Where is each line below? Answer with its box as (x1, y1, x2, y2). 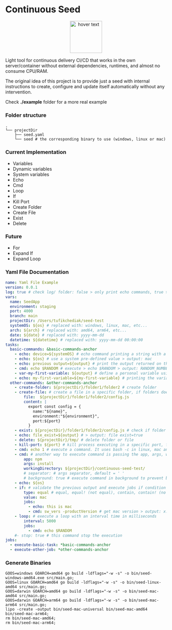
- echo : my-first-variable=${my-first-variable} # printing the (14, 376, 155, 381)
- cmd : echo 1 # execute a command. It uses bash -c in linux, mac (14, 447, 161, 452)
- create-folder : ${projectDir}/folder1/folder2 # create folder (14, 385, 157, 390)
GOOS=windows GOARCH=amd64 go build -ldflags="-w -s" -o (5, 571, 130, 576)
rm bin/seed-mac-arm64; (5, 620, 56, 625)
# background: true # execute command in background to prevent (24, 476, 164, 481)
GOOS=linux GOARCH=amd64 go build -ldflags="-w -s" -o (5, 580, 125, 585)
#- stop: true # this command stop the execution (14, 533, 123, 538)
